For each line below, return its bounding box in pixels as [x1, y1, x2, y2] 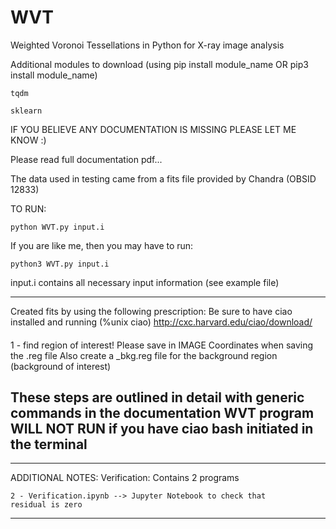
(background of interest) [10, 360, 112, 372]
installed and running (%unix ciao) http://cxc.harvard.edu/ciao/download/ [10, 316, 313, 328]
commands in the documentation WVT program [10, 404, 315, 421]
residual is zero [10, 500, 83, 510]
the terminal [10, 436, 88, 453]
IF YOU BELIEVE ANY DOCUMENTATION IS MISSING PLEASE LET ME [10, 123, 297, 135]
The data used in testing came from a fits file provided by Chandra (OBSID [10, 172, 317, 185]
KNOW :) [10, 134, 47, 146]
